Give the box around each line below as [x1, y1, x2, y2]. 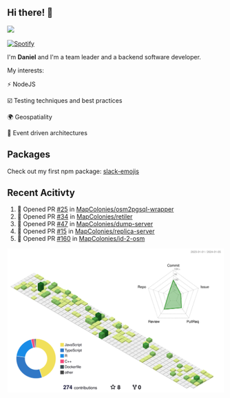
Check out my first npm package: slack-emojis [7, 167, 140, 175]
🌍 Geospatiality [7, 112, 53, 121]
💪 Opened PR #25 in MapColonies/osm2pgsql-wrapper [17, 205, 174, 214]
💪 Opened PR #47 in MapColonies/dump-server [17, 220, 154, 228]
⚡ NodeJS [7, 80, 36, 88]
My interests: [7, 66, 45, 74]
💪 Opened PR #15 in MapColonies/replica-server [17, 227, 155, 235]
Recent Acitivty [7, 187, 76, 199]
